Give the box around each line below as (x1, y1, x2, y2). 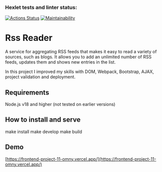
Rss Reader (5, 33, 53, 43)
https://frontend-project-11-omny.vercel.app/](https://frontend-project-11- (6, 156, 157, 162)
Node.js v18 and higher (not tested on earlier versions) (5, 102, 116, 107)
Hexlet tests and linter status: (5, 4, 77, 11)
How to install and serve (5, 115, 81, 124)
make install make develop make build (5, 129, 82, 135)
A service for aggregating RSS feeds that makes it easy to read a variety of (5, 49, 157, 55)
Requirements (5, 88, 49, 97)
